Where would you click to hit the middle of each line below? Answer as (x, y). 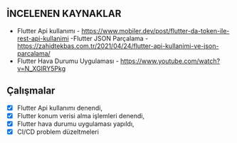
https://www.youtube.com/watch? (170, 61)
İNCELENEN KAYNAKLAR (64, 14)
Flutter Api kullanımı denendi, (59, 108)
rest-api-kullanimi (43, 38)
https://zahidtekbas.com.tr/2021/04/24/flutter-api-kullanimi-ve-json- (118, 46)
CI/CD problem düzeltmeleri (58, 132)
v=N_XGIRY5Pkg (41, 68)
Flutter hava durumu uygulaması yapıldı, (75, 124)
